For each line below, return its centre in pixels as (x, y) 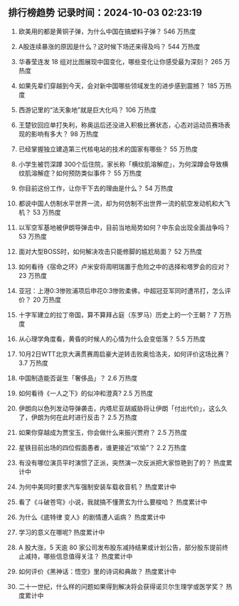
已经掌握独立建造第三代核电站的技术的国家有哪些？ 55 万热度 (108, 149)
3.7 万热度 (33, 363)
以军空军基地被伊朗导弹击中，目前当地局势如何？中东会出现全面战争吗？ (124, 227)
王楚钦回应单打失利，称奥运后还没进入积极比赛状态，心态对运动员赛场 (121, 125)
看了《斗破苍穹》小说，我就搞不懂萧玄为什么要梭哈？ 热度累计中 (113, 502)
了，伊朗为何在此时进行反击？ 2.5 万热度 (78, 417)
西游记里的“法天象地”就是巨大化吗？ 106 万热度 (87, 110)
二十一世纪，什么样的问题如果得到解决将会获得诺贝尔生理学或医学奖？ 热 (125, 586)
